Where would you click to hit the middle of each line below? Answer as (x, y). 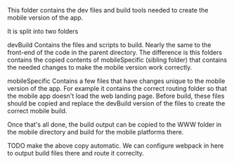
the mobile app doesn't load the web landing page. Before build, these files (116, 96)
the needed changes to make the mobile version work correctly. (100, 67)
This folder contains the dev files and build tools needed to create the (108, 10)
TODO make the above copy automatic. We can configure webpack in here (116, 146)
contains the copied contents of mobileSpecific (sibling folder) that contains (117, 60)
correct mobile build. (37, 111)
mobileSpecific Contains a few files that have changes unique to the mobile (116, 81)
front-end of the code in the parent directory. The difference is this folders (115, 52)
